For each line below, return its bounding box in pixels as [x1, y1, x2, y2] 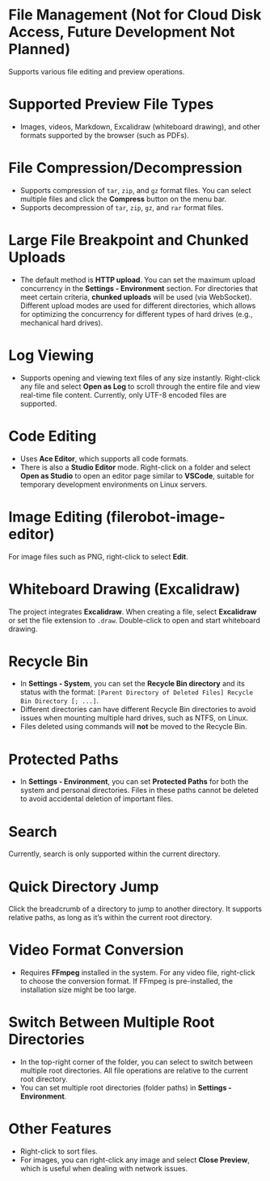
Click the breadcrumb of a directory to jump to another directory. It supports [8, 904, 263, 914]
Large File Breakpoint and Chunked [8, 231, 249, 249]
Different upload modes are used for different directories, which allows [19, 301, 256, 310]
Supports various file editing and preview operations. [8, 66, 185, 76]
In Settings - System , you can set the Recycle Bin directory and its [19, 679, 245, 689]
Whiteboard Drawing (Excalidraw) [8, 580, 241, 598]
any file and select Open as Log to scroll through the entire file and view [19, 382, 260, 391]
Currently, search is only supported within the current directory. [8, 849, 221, 858]
